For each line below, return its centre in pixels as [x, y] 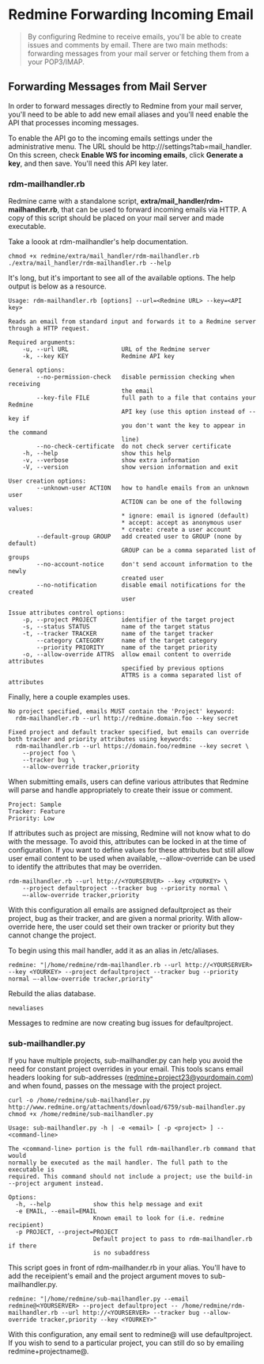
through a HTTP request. [49, 329]
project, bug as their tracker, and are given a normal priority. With [115, 919]
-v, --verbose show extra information [111, 460]
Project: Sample [35, 805]
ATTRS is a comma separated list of [182, 675]
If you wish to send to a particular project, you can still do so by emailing [126, 1343]
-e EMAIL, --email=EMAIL [56, 1211]
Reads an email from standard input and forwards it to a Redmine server [132, 322]
